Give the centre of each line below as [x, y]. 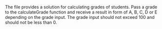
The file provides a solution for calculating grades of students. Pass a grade [81, 7]
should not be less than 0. [31, 22]
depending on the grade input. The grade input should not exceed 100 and [80, 17]
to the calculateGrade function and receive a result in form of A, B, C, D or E [81, 12]
